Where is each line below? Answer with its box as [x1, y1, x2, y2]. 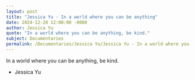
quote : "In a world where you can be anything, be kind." [6, 30, 150, 36]
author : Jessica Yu [6, 25, 54, 31]
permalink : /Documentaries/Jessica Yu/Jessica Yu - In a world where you [6, 41, 190, 47]
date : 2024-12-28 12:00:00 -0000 [6, 19, 88, 25]
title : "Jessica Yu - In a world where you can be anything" [6, 14, 158, 20]
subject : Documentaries [6, 36, 64, 41]
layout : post [6, 8, 38, 15]
